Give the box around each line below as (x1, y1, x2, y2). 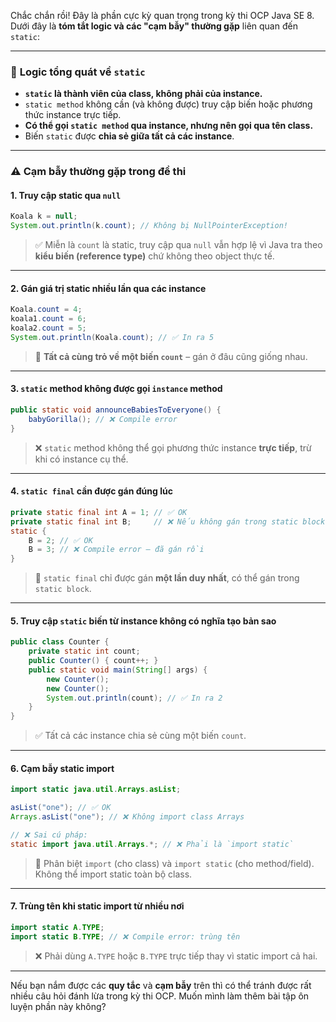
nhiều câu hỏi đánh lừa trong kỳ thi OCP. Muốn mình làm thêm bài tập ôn (10, 990, 310, 1002)
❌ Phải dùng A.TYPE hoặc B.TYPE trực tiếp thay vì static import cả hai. (34, 950, 318, 962)
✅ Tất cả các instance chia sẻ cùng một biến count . (34, 730, 247, 742)
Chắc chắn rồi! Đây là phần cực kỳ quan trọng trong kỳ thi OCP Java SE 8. (10, 10, 315, 21)
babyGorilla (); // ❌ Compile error (28, 414, 178, 424)
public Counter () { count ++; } (28, 656, 159, 666)
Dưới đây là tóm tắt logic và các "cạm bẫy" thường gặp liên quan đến (10, 20, 298, 32)
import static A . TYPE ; (10, 923, 105, 933)
